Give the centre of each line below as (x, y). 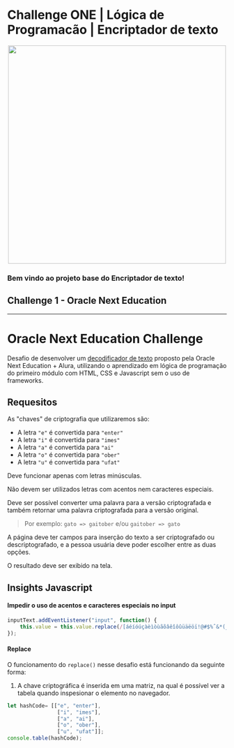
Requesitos (32, 402)
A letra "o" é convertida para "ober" (69, 455)
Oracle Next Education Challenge (105, 338)
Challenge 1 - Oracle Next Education (87, 301)
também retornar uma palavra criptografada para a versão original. (103, 511)
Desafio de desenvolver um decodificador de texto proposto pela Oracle (111, 358)
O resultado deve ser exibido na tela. (60, 566)
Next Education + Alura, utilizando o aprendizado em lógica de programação (117, 365)
